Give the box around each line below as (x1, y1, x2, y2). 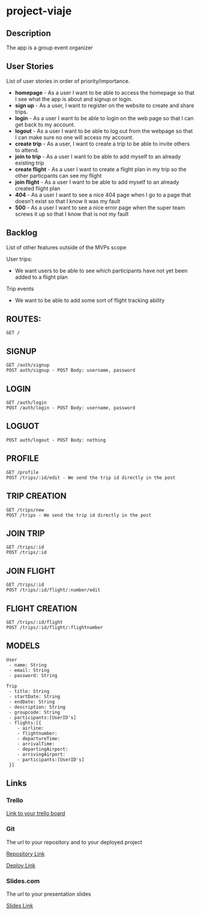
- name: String (8, 662, 47, 668)
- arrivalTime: (17, 741, 55, 747)
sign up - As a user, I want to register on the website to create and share (14, 102, 194, 109)
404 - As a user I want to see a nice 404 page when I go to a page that (14, 191, 191, 198)
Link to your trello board (6, 810, 65, 817)
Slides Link (6, 902, 34, 910)
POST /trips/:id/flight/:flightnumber (6, 624, 103, 630)
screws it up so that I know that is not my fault (14, 210, 129, 217)
